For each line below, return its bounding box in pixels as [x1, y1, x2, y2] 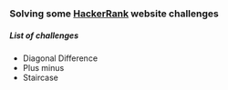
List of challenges [9, 30, 79, 41]
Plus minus [22, 62, 65, 73]
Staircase [22, 72, 59, 83]
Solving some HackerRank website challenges [9, 7, 219, 20]
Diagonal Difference [22, 53, 98, 64]
